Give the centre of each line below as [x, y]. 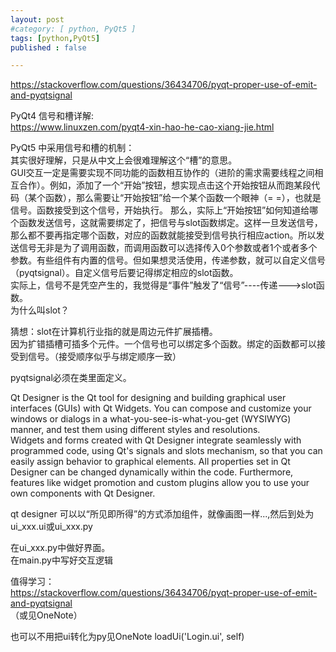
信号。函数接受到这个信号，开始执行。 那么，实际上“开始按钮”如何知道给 [160, 210]
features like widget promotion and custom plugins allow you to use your [160, 483]
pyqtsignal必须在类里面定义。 [71, 378]
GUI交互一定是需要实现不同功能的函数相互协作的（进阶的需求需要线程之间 [162, 173]
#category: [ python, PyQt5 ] [73, 29]
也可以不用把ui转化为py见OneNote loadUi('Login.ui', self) [127, 637]
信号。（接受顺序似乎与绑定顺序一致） [104, 357]
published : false [48, 47]
